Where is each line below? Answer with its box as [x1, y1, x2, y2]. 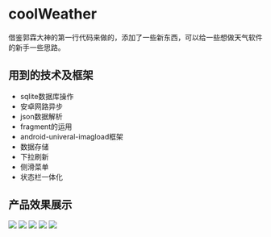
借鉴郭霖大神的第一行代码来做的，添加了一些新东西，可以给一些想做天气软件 [8, 32, 263, 42]
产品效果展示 [8, 198, 73, 212]
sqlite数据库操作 [19, 91, 74, 101]
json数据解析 [19, 111, 63, 121]
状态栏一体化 [19, 172, 63, 181]
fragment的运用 [19, 122, 73, 131]
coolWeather [8, 5, 98, 23]
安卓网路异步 [19, 102, 63, 111]
